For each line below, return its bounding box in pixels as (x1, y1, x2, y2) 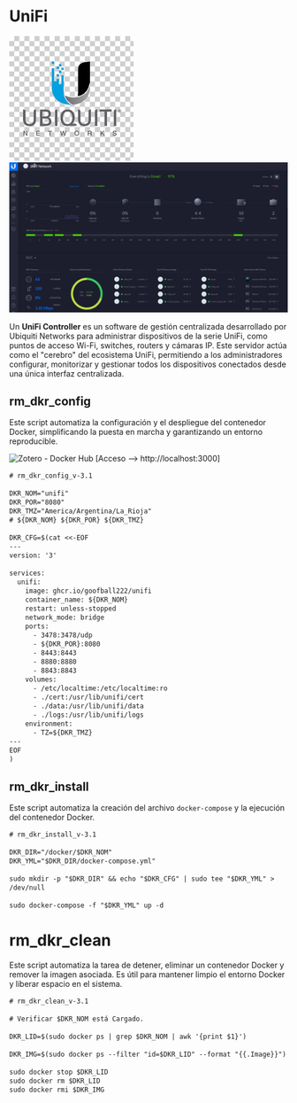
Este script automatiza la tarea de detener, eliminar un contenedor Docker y (9, 959, 285, 971)
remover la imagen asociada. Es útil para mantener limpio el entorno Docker (9, 969, 286, 980)
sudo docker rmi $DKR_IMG (9, 1085, 104, 1095)
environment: (25, 719, 73, 728)
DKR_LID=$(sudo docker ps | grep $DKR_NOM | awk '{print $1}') (9, 1032, 247, 1042)
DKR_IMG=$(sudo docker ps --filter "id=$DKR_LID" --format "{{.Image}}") (9, 1050, 287, 1060)
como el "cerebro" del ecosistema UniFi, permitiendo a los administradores (9, 349, 283, 360)
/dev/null (9, 883, 46, 892)
